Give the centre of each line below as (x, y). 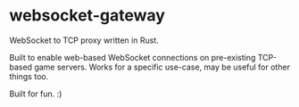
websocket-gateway (87, 16)
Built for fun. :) (36, 94)
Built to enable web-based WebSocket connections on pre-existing (133, 57)
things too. (29, 76)
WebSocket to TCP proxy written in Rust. (84, 40)
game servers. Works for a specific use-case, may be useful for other (162, 67)
